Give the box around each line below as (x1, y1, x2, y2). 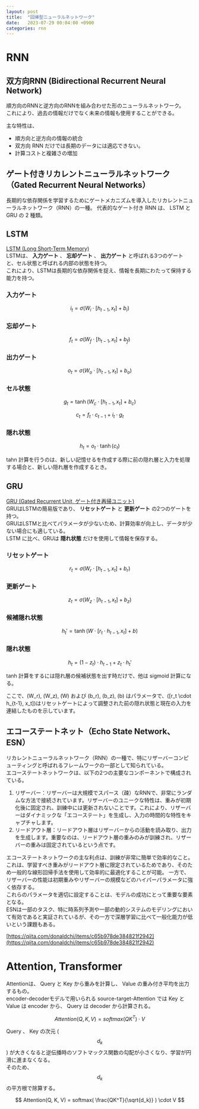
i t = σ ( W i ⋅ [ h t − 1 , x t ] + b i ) (70, 304, 129, 313)
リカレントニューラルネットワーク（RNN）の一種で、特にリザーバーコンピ (6, 754, 189, 761)
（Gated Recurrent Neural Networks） (6, 179, 150, 190)
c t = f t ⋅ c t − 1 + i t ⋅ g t (75, 411, 124, 420)
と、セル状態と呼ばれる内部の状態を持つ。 (6, 259, 110, 266)
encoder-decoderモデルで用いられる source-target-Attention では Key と (6, 995, 185, 1002)
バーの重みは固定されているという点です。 (14, 842, 119, 849)
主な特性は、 (6, 122, 37, 130)
